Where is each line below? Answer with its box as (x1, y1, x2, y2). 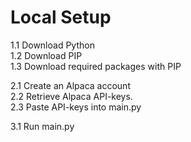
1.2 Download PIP (10, 49, 83, 61)
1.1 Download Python (10, 39, 95, 51)
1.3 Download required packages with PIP (10, 60, 182, 72)
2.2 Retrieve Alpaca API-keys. (10, 90, 133, 102)
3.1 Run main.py (10, 120, 75, 132)
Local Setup (10, 6, 112, 29)
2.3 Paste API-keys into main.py (10, 101, 142, 113)
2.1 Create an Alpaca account (10, 79, 131, 91)
